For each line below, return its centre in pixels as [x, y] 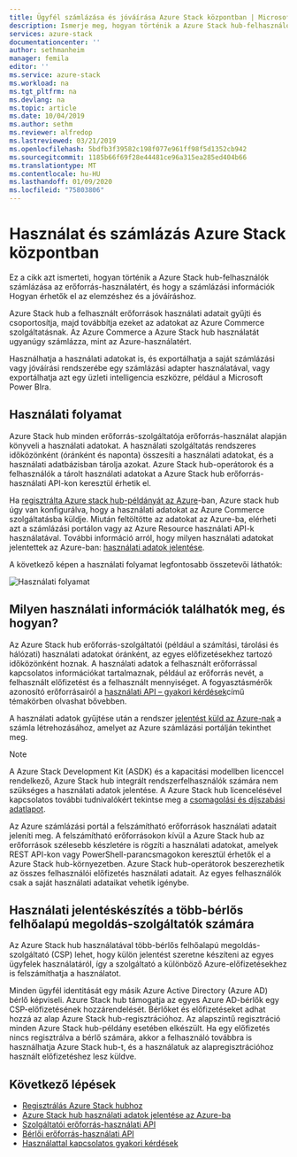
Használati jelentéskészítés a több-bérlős [126, 910]
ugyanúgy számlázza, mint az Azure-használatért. [100, 341]
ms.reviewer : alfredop [51, 133]
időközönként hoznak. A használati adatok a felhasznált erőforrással [133, 663]
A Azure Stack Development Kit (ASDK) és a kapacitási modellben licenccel [147, 771]
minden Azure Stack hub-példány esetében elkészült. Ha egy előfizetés [140, 1029]
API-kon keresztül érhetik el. [100, 482]
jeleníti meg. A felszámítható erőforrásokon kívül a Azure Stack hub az [137, 835]
